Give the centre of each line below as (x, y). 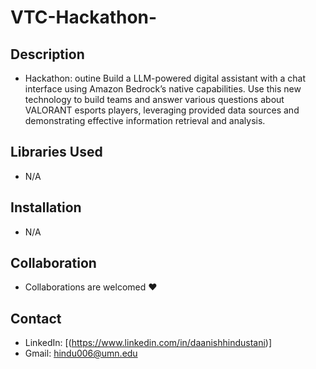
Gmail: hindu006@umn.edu (81, 353)
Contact (36, 318)
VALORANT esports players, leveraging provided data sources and (162, 110)
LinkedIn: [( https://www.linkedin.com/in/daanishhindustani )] (148, 343)
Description (47, 54)
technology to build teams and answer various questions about (154, 99)
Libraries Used (56, 152)
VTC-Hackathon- (84, 17)
